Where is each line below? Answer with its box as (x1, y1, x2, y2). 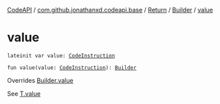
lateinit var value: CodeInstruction (7, 52, 115, 59)
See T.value (7, 89, 41, 98)
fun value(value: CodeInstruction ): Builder (7, 64, 137, 71)
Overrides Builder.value (7, 76, 74, 84)
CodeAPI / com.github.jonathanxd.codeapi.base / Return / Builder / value (7, 6, 213, 14)
